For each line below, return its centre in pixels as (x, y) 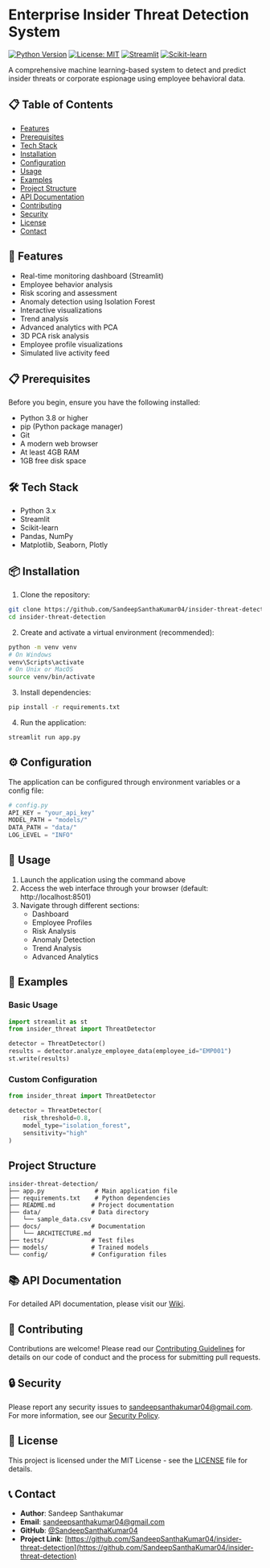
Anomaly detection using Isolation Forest (87, 301)
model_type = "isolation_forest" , (77, 1126)
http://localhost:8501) (55, 897)
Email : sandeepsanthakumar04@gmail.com (92, 1522)
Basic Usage (33, 1005)
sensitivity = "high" (55, 1133)
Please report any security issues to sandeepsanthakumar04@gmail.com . (131, 1407)
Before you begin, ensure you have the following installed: (104, 402)
